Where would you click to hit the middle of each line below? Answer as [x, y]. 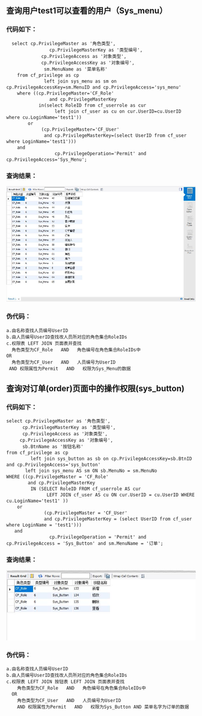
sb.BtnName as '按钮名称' [53, 447]
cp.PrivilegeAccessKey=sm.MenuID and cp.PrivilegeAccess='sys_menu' [94, 87]
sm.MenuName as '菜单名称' [76, 69]
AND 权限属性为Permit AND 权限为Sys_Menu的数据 [70, 369]
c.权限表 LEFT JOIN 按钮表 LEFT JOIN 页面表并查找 [66, 682]
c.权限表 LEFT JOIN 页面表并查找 [44, 343]
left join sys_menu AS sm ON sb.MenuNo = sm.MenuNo [91, 471]
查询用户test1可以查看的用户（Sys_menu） [87, 11]
